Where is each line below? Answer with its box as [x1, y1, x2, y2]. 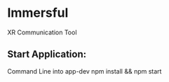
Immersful [7, 5, 69, 21]
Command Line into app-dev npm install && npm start [7, 67, 162, 75]
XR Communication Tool [7, 28, 77, 36]
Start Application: [7, 48, 86, 60]
